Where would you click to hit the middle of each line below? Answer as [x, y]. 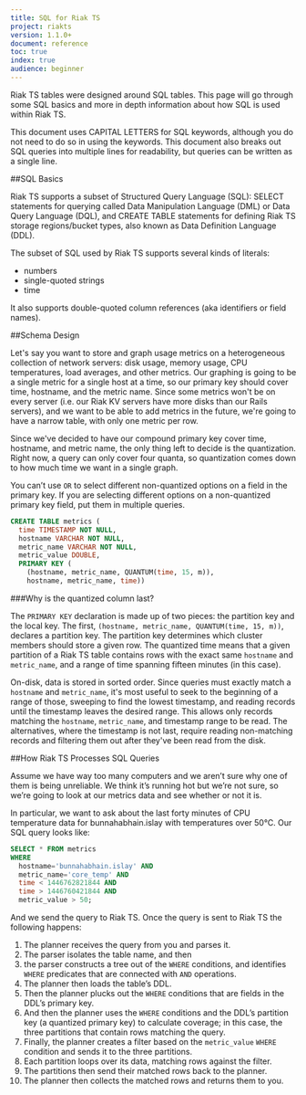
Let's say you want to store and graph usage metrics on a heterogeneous [148, 353]
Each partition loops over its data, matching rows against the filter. [148, 1061]
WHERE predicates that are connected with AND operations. [130, 974]
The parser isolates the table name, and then [107, 954]
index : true [33, 60]
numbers [41, 270]
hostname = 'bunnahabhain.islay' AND [86, 866]
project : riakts [41, 26]
